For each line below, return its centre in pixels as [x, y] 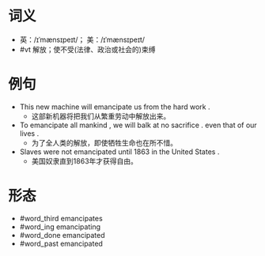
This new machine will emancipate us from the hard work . [115, 107]
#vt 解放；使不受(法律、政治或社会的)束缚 [87, 49]
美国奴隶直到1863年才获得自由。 [85, 161]
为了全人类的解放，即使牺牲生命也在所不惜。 [104, 142]
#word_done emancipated [62, 235]
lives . [29, 133]
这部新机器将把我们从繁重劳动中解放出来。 [101, 116]
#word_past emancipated [61, 243]
